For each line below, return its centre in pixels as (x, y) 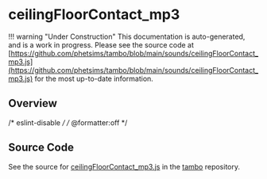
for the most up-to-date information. (94, 78)
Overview (33, 103)
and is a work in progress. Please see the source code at (101, 44)
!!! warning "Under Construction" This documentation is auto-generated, (127, 36)
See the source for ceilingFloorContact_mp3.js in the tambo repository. (124, 166)
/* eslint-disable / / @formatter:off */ (68, 122)
